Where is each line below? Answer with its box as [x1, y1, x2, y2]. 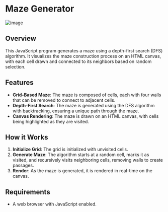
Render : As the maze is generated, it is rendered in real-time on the [12, 168, 152, 174]
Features [5, 79, 34, 87]
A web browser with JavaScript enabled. [12, 201, 97, 207]
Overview [5, 34, 37, 43]
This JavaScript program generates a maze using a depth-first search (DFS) [5, 47, 163, 53]
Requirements [5, 187, 50, 196]
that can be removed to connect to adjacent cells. [12, 97, 116, 103]
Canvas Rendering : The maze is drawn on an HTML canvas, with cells [12, 113, 159, 119]
